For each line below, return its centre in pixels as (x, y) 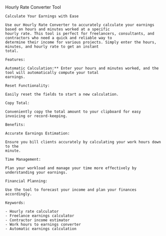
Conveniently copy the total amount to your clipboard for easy (73, 112)
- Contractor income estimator (38, 220)
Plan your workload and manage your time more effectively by (71, 168)
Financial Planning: (27, 181)
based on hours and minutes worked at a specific (58, 29)
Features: (15, 59)
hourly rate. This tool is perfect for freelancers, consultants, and (80, 34)
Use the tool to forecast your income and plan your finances (71, 190)
